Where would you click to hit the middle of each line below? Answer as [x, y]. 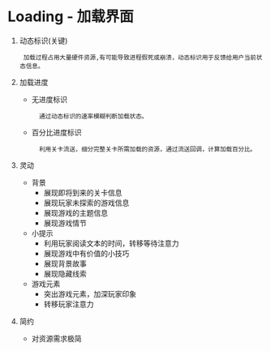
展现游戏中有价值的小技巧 [86, 253]
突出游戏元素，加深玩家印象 [90, 293]
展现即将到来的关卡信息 [83, 192]
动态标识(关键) [43, 41]
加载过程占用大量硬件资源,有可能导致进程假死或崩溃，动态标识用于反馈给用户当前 [140, 58]
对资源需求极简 [56, 338]
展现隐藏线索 [65, 273]
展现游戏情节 [65, 223]
